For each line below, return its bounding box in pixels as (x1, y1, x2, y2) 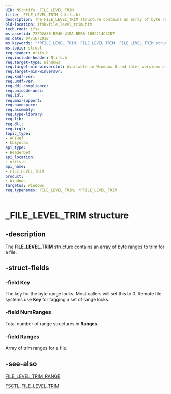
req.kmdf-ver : (5, 74, 36, 79)
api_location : (5, 155, 36, 160)
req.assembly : (5, 107, 36, 112)
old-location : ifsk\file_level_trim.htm (5, 21, 93, 27)
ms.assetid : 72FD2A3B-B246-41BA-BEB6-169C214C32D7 (5, 31, 115, 36)
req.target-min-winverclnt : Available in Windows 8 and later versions (5, 64, 160, 69)
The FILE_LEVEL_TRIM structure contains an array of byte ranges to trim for (5, 243, 165, 250)
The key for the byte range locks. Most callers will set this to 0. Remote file (5, 290, 162, 297)
